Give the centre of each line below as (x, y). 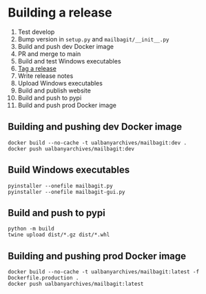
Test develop (36, 32)
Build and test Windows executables (69, 61)
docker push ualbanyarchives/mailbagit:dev (71, 149)
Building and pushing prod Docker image (97, 256)
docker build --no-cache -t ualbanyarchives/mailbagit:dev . (97, 143)
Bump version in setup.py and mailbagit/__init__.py (93, 39)
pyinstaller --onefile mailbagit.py (60, 186)
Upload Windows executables (60, 83)
